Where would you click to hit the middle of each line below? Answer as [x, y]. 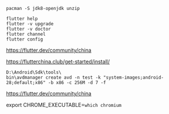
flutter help [22, 19]
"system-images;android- [133, 78]
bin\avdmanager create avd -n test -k [53, 78]
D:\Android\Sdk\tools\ [34, 72]
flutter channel [26, 34]
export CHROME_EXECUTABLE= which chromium [64, 105]
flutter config [25, 39]
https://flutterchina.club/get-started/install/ [58, 61]
